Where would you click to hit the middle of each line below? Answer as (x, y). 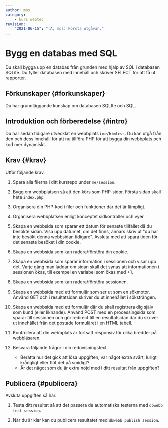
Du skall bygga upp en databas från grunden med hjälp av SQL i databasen (83, 67)
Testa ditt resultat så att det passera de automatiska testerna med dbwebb (88, 405)
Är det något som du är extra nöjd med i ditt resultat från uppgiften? (90, 368)
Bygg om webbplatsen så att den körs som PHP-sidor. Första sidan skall (87, 192)
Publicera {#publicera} (42, 384)
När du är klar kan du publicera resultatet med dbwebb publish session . (86, 420)
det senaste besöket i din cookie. (47, 242)
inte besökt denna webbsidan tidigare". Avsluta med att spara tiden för (85, 237)
